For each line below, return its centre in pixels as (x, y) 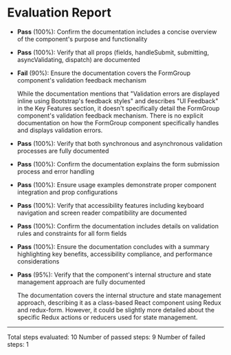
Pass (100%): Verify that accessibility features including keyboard (110, 205)
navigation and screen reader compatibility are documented (102, 213)
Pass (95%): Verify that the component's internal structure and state (114, 275)
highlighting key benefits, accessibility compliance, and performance (115, 254)
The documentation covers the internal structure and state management (119, 295)
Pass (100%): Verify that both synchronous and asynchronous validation (120, 143)
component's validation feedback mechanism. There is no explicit (110, 116)
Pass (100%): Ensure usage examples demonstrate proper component (117, 184)
